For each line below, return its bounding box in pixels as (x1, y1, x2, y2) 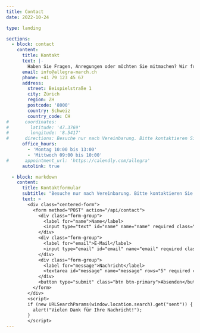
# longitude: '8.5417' (6, 130, 82, 136)
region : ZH (27, 97, 55, 103)
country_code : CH (27, 113, 70, 119)
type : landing (6, 25, 42, 31)
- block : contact (11, 41, 55, 48)
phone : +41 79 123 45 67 (21, 74, 84, 80)
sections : (6, 36, 31, 42)
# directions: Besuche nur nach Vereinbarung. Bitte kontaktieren (6, 135, 187, 142)
